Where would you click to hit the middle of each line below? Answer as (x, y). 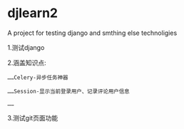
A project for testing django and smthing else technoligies (92, 33)
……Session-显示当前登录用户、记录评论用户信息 (68, 91)
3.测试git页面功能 (33, 118)
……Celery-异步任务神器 (38, 77)
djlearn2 (33, 13)
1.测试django (26, 47)
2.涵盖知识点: (27, 63)
